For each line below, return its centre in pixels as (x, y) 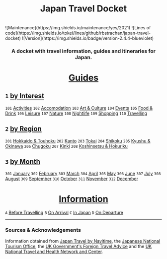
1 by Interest (25, 96)
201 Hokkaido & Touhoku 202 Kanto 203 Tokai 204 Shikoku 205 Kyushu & (78, 141)
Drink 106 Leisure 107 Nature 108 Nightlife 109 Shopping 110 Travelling (76, 113)
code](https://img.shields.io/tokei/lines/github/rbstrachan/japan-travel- (78, 33)
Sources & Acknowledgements (43, 230)
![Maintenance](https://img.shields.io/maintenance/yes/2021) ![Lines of (78, 27)
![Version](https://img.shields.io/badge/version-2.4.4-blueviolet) (88, 38)
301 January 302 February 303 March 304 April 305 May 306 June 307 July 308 (83, 174)
